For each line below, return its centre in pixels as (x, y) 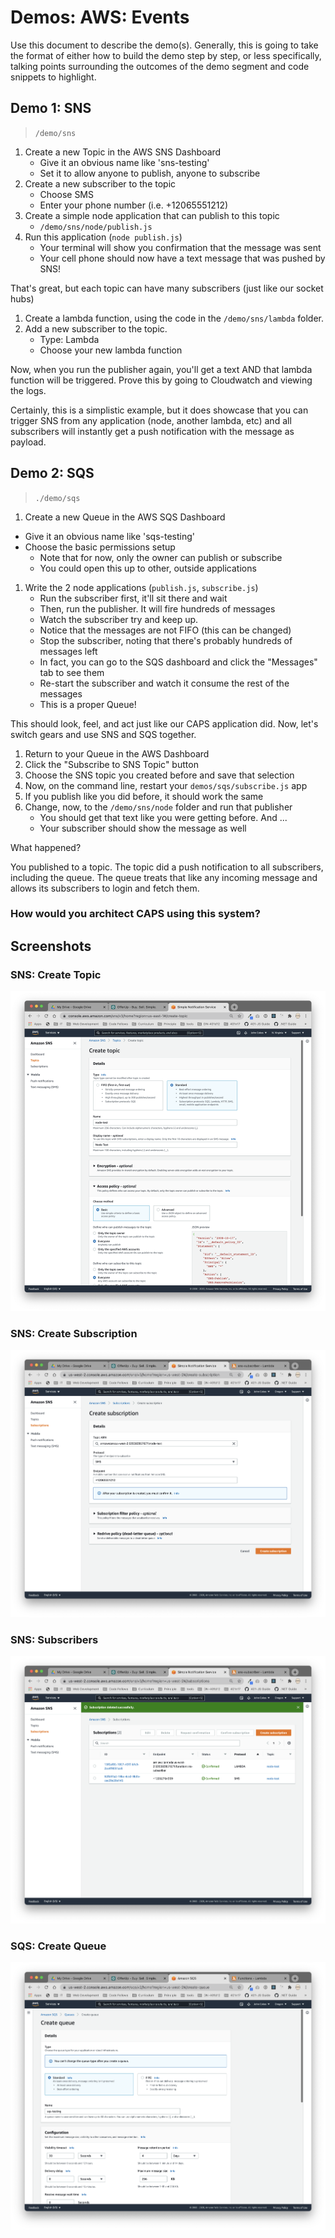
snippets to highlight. (53, 77)
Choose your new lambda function (111, 350)
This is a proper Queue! (88, 704)
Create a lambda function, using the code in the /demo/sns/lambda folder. (174, 318)
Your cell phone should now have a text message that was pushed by (182, 258)
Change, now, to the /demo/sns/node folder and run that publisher (158, 807)
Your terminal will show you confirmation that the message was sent (180, 247)
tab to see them (72, 672)
